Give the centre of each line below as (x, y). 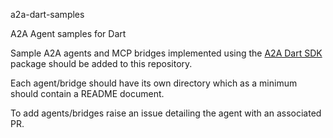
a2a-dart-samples (47, 14)
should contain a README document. (87, 93)
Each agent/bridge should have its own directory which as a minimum (154, 83)
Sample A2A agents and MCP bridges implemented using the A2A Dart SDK (166, 53)
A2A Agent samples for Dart (68, 33)
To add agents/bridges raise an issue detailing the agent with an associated (166, 113)
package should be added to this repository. (101, 63)
